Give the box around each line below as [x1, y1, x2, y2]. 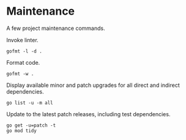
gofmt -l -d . [6, 48, 43, 54]
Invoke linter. [6, 36, 39, 43]
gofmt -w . [6, 70, 34, 77]
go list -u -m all [6, 100, 53, 106]
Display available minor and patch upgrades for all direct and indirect [6, 81, 180, 89]
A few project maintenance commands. [6, 24, 105, 32]
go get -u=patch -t [6, 122, 56, 128]
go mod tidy [6, 127, 37, 134]
